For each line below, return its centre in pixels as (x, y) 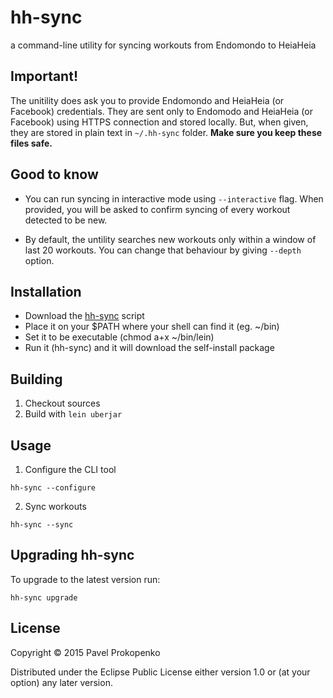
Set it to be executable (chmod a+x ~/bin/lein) (119, 337)
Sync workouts (55, 506)
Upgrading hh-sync (72, 555)
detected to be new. (66, 220)
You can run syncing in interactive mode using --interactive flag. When (174, 198)
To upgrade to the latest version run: (85, 579)
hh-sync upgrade (44, 597)
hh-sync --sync (42, 525)
